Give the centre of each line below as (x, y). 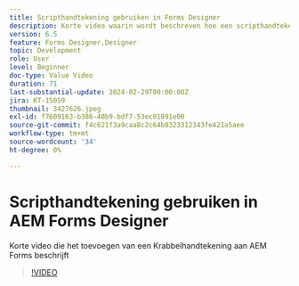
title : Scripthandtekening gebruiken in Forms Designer (115, 17)
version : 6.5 (33, 34)
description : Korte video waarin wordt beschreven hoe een (121, 26)
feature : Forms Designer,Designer (73, 42)
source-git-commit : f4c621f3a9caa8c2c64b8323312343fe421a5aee (127, 126)
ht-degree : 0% (36, 150)
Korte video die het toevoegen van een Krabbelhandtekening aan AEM (138, 245)
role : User (29, 59)
